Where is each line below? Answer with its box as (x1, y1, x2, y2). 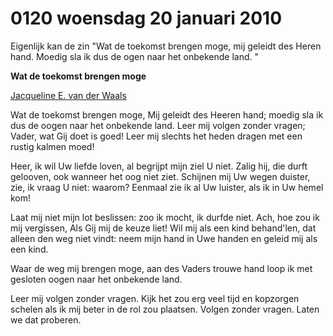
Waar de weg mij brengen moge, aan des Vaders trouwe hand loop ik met (10, 262, 313, 274)
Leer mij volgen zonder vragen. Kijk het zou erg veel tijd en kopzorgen (10, 292, 300, 304)
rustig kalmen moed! (10, 140, 95, 152)
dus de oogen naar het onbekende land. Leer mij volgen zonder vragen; (10, 119, 306, 131)
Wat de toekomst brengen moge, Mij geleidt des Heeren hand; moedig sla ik (10, 108, 324, 121)
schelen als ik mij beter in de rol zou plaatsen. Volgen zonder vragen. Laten (10, 303, 320, 315)
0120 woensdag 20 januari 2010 (10, 7, 283, 30)
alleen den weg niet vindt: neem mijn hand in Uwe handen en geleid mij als (10, 232, 318, 244)
